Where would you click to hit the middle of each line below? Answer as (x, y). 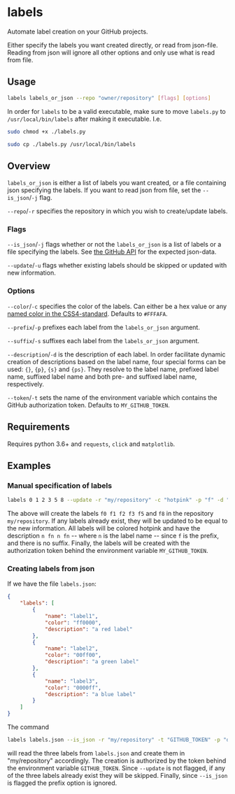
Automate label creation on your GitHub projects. (78, 31)
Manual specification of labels (60, 485)
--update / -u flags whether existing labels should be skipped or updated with (117, 266)
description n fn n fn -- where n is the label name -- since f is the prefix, (113, 536)
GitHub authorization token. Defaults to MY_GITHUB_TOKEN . (88, 405)
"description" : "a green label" (92, 662)
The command (28, 727)
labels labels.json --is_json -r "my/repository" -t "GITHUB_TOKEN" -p (114, 740)
